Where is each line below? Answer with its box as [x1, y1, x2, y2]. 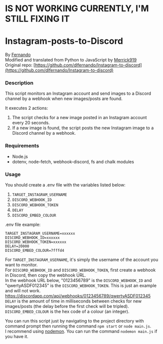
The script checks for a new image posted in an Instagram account [12, 115, 147, 121]
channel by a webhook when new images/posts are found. [5, 96, 123, 101]
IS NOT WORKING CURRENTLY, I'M [5, 3, 149, 14]
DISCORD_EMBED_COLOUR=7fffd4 [5, 248, 64, 253]
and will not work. [5, 288, 41, 294]
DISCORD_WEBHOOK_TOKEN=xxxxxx [5, 240, 67, 244]
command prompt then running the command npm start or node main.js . [5, 323, 151, 329]
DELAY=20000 [5, 244, 29, 249]
